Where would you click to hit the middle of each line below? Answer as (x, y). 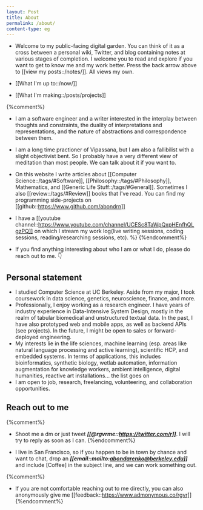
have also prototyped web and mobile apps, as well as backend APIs (101, 324)
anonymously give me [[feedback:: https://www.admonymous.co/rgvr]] (103, 495)
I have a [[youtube (38, 218)
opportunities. (32, 389)
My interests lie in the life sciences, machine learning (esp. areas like (101, 343)
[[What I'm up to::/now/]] (46, 84)
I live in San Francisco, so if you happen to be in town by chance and (101, 452)
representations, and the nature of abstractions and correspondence (101, 131)
